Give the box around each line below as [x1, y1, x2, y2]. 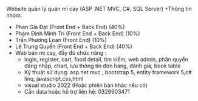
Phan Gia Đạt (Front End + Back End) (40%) [15, 24, 125, 30]
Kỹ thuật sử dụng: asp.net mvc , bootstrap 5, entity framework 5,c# [24, 69, 193, 75]
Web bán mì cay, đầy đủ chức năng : [15, 49, 107, 57]
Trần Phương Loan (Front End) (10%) [15, 37, 108, 43]
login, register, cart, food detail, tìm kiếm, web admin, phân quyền [24, 56, 188, 63]
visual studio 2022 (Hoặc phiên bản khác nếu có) [24, 82, 148, 89]
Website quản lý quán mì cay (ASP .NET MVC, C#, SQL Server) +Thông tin [6, 5, 193, 12]
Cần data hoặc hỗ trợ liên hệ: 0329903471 [24, 88, 130, 95]
